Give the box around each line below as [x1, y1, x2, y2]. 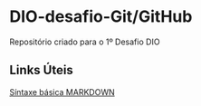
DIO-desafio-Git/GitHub [9, 6, 193, 27]
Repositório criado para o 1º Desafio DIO [9, 36, 160, 47]
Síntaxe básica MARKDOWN [9, 86, 115, 97]
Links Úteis [9, 63, 74, 78]
